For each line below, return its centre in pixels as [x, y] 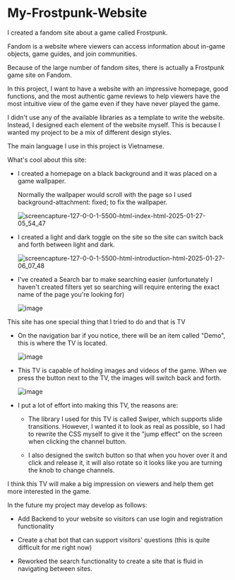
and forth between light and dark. [66, 244]
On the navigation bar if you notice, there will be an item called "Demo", [121, 335]
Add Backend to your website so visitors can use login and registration [120, 519]
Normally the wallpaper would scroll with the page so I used [104, 194]
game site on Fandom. [40, 75]
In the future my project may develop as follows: [77, 505]
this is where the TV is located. [62, 343]
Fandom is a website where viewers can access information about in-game [116, 46]
